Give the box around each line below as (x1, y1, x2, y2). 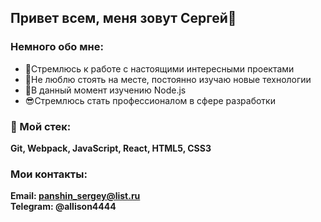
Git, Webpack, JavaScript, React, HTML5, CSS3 (10, 142, 212, 154)
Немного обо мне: (10, 40, 104, 54)
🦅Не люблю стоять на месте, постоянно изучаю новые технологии (24, 73, 312, 85)
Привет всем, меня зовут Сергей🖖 (10, 10, 237, 27)
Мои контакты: (10, 167, 88, 181)
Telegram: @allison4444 (10, 201, 117, 213)
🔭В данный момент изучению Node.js (24, 84, 187, 96)
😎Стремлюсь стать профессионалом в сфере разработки (24, 94, 276, 106)
